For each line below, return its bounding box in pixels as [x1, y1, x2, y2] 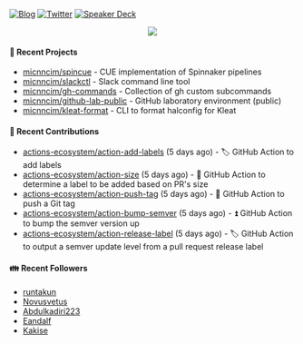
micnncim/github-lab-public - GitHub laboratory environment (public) [22, 95, 282, 106]
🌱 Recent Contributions [9, 125, 100, 136]
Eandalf [22, 315, 52, 326]
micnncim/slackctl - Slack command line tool [22, 76, 191, 87]
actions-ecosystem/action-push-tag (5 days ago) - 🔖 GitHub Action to [22, 189, 285, 200]
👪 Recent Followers [9, 263, 88, 273]
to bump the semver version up [22, 218, 140, 229]
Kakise [22, 325, 48, 336]
